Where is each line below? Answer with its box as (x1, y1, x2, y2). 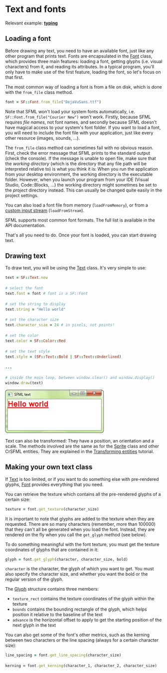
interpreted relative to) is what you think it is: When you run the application (5, 166, 159, 172)
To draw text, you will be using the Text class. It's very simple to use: (5, 265, 147, 271)
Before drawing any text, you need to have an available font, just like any (5, 47, 154, 53)
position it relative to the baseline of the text (12, 612, 103, 618)
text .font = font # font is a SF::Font (5, 291, 88, 296)
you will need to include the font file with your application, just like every (5, 130, 154, 136)
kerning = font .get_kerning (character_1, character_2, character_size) (5, 664, 157, 669)
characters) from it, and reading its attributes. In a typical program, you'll (5, 63, 155, 69)
